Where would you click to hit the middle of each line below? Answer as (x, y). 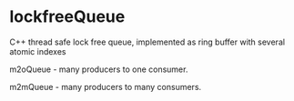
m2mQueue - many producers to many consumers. (106, 86)
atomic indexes (38, 51)
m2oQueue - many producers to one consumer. (99, 69)
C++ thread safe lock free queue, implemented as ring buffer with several (147, 42)
